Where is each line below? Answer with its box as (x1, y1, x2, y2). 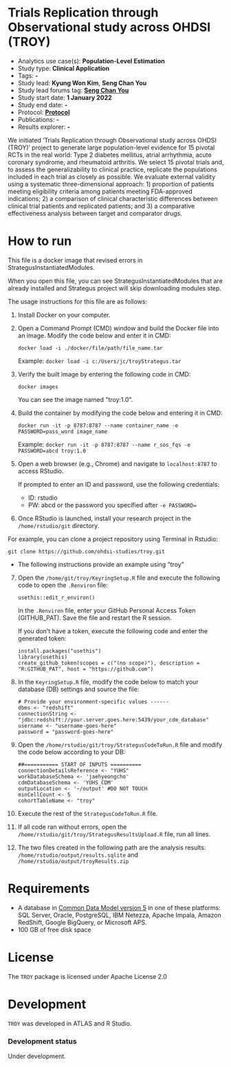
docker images (17, 383, 58, 390)
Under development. (8, 1052, 66, 1060)
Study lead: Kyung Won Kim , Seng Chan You (17, 78, 147, 87)
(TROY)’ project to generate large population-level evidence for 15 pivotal (8, 143, 215, 151)
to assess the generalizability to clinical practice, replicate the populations (8, 165, 217, 173)
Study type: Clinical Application (17, 64, 109, 72)
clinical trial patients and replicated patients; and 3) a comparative (8, 202, 195, 210)
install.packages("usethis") (17, 647, 102, 655)
